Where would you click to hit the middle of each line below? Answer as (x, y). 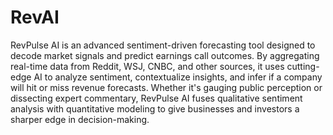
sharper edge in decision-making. (80, 119)
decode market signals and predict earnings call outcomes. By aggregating (165, 55)
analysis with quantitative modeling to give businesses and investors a (155, 108)
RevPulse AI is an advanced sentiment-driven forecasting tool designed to (163, 45)
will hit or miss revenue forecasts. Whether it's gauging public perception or (166, 87)
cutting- (303, 66)
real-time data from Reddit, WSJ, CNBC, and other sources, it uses (147, 66)
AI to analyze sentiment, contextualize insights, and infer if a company (178, 77)
